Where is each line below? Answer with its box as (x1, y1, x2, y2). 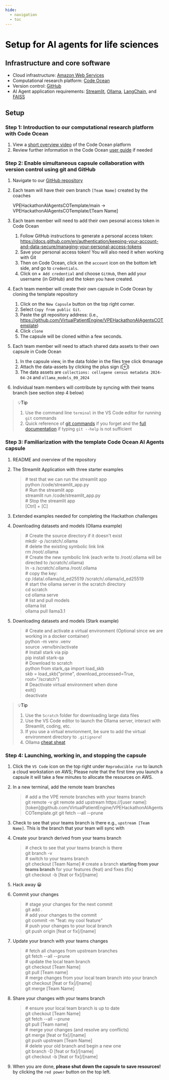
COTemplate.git (25, 810, 58, 816)
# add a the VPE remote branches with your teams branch (25, 794, 146, 800)
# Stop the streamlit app (25, 497, 76, 503)
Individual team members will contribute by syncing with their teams (12, 384, 155, 390)
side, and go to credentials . (20, 265, 79, 271)
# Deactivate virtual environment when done (25, 681, 118, 688)
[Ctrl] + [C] (25, 503, 48, 509)
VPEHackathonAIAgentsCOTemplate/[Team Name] (12, 208, 119, 214)
